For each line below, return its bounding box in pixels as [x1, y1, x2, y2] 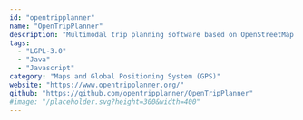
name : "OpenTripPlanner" [9, 22, 103, 31]
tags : [9, 38, 30, 48]
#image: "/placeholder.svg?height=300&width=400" [9, 97, 201, 106]
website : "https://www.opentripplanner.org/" [9, 80, 184, 89]
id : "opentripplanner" [9, 13, 95, 23]
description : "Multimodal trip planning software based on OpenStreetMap [9, 30, 295, 39]
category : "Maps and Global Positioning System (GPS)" [9, 72, 221, 81]
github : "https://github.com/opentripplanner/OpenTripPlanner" [9, 88, 254, 97]
